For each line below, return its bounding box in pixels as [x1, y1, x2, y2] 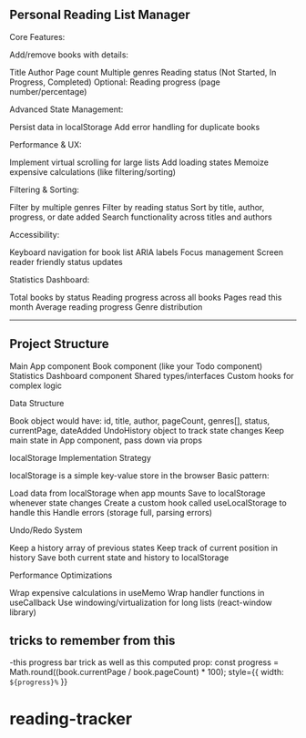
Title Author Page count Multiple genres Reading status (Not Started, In [9, 67, 277, 77]
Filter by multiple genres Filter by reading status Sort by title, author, [9, 201, 265, 212]
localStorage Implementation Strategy [9, 452, 152, 463]
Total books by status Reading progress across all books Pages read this [9, 292, 282, 302]
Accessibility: [9, 229, 60, 240]
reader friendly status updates [9, 256, 123, 267]
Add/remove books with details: [9, 49, 129, 60]
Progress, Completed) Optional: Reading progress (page [9, 77, 220, 87]
